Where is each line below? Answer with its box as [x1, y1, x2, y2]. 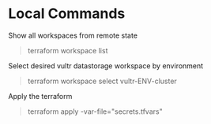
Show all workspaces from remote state [8, 31, 138, 40]
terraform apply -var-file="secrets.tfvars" [27, 107, 164, 116]
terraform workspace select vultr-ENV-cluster [27, 76, 178, 86]
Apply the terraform [8, 91, 73, 100]
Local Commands [8, 5, 126, 23]
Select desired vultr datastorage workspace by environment [8, 60, 204, 71]
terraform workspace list [27, 46, 108, 55]
